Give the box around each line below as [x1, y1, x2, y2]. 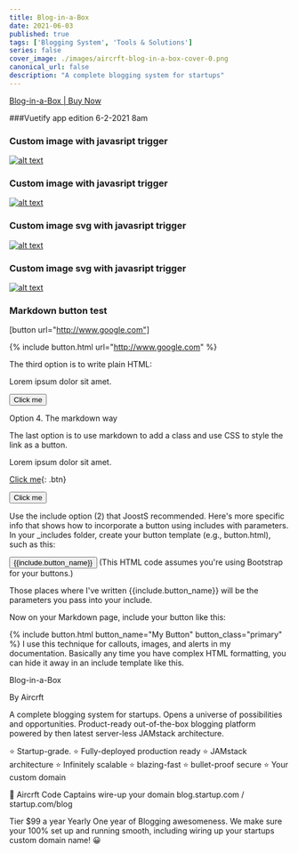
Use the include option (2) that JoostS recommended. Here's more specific [9, 511, 285, 521]
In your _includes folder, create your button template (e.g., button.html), [9, 530, 271, 541]
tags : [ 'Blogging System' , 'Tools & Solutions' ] [9, 37, 193, 47]
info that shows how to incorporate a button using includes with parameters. [9, 520, 289, 531]
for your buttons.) [9, 568, 74, 579]
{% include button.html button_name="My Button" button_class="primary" [9, 629, 283, 640]
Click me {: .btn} [9, 474, 67, 485]
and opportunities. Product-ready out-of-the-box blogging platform [9, 719, 256, 729]
